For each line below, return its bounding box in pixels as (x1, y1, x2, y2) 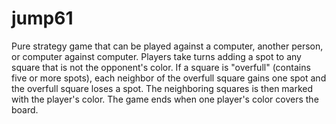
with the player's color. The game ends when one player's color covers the (11, 93, 319, 105)
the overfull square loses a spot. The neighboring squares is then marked (11, 82, 314, 94)
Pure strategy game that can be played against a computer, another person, (11, 40, 324, 52)
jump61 (11, 7, 74, 30)
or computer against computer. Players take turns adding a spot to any (11, 50, 302, 62)
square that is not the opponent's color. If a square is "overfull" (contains (11, 61, 311, 73)
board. (11, 103, 39, 116)
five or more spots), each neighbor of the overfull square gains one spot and (11, 72, 327, 84)
